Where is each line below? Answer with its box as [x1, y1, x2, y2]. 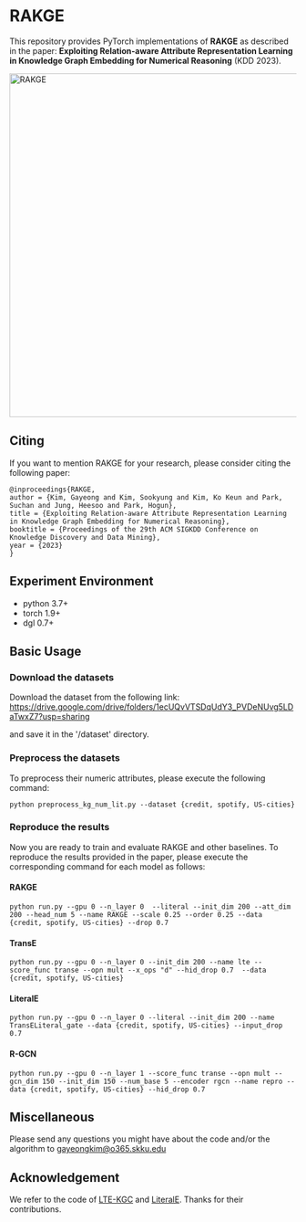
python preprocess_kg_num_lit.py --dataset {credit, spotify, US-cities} [9, 800, 296, 809]
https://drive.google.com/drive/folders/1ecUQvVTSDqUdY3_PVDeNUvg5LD [9, 701, 294, 712]
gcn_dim [9, 1077, 39, 1086]
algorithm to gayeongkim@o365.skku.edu [9, 1143, 167, 1154]
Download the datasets [9, 670, 115, 683]
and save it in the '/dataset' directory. [9, 729, 150, 740]
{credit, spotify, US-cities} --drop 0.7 [9, 919, 169, 928]
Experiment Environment [9, 574, 154, 589]
